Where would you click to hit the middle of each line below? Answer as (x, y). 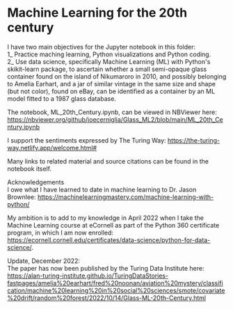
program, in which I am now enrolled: (60, 232)
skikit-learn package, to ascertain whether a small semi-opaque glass (107, 69)
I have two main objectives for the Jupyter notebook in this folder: (102, 47)
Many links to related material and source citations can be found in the (108, 161)
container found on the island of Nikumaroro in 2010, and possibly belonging (117, 76)
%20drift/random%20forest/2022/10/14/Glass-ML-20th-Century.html (107, 298)
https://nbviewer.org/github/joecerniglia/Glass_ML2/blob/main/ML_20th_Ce (115, 119)
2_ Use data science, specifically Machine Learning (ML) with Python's (109, 61)
